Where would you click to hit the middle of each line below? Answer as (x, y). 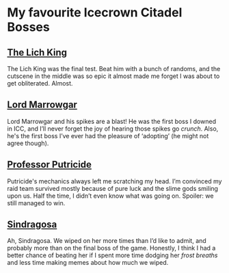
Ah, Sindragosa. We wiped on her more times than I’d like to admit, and (107, 241)
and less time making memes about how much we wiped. (88, 263)
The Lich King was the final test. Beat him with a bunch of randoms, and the (114, 69)
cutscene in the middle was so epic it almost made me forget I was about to (113, 76)
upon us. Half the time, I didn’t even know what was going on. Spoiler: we (110, 196)
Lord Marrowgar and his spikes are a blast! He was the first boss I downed (112, 121)
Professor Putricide (50, 165)
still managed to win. (36, 203)
